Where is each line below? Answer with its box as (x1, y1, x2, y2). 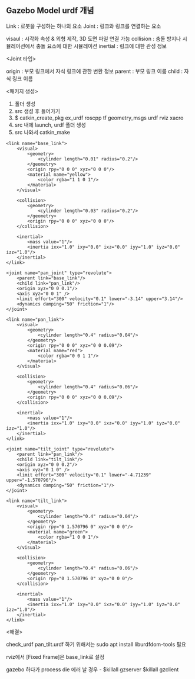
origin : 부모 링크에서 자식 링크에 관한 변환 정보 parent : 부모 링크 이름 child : (6, 67, 183, 75)
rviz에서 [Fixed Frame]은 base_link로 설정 (6, 653, 105, 660)
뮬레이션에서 (6, 42, 35, 49)
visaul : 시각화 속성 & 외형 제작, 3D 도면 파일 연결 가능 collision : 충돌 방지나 (6, 35, 181, 42)
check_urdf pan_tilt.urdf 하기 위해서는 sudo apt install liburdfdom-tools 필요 (6, 641, 187, 648)
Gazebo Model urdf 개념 (6, 5, 94, 16)
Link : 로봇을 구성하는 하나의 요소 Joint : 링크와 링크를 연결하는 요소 (6, 22, 161, 30)
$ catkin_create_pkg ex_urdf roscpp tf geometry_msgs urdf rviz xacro (14, 114, 184, 121)
